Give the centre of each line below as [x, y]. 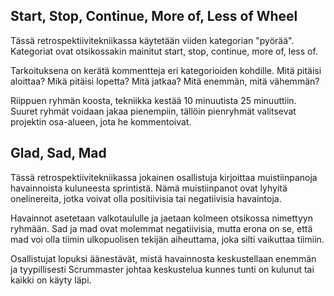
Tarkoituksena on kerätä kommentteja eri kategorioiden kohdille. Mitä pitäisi [166, 70]
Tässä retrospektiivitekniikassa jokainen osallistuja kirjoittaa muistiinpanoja [164, 177]
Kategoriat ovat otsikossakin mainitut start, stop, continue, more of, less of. [164, 51]
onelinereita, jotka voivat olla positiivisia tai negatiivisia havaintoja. [146, 198]
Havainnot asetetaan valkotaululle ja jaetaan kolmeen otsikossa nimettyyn [161, 218]
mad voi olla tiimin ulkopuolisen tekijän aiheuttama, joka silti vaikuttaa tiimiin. [167, 239]
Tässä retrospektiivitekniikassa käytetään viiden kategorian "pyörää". [152, 40]
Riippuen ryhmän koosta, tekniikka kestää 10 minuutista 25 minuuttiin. [153, 100]
